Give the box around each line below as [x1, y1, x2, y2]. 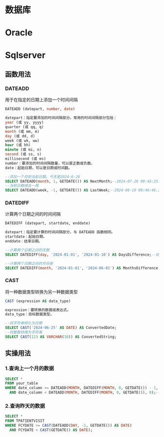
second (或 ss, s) [5, 152, 42, 157]
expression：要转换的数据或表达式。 [5, 307, 71, 312]
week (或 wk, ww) [5, 138, 40, 143]
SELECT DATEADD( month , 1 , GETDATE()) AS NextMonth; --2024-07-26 [5, 179, 139, 184]
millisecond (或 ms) [5, 156, 46, 161]
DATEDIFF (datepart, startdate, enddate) [5, 221, 91, 226]
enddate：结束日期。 [5, 239, 42, 244]
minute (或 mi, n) [5, 147, 42, 152]
